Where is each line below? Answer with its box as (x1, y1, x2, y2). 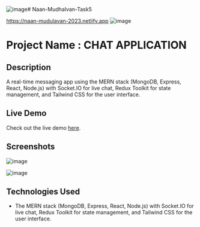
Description (6, 62, 51, 72)
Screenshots (6, 142, 55, 152)
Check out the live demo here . (6, 124, 81, 132)
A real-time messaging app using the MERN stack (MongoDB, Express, (6, 78, 181, 85)
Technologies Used (6, 187, 80, 197)
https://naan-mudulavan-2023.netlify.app (6, 17, 109, 24)
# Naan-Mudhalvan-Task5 (27, 6, 92, 13)
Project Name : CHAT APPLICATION (6, 38, 187, 52)
